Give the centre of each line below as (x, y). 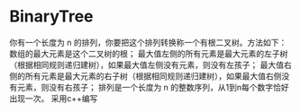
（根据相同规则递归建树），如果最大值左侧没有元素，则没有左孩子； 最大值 (146, 65)
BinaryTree (51, 17)
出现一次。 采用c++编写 (54, 98)
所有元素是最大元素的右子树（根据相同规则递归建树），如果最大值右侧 (153, 76)
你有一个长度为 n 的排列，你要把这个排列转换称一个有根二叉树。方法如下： (148, 42)
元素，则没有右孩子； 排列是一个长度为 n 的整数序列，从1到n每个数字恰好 (153, 87)
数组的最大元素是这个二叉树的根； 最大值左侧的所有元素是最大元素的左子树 (149, 53)
